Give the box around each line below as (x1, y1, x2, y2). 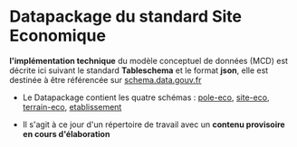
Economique (9, 25, 107, 46)
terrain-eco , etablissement (22, 101, 122, 112)
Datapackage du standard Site (9, 6, 243, 27)
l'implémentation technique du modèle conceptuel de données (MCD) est (9, 55, 288, 66)
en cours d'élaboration (22, 128, 110, 139)
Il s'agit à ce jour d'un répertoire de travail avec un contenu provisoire (22, 119, 285, 130)
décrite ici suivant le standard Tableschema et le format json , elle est (9, 65, 269, 76)
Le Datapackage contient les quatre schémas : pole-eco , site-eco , (22, 92, 270, 103)
